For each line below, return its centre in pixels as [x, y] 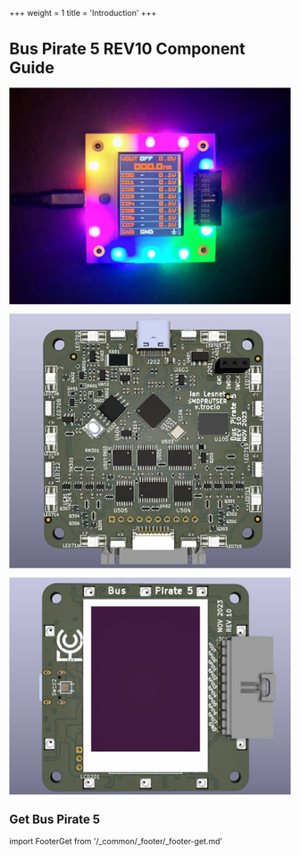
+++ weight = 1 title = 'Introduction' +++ [83, 13]
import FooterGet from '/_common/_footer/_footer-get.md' [116, 841]
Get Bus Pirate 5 [55, 820]
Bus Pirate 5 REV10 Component [127, 49]
